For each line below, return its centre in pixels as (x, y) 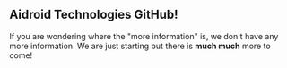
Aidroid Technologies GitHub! (94, 15)
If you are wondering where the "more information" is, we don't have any (144, 36)
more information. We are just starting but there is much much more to (140, 46)
